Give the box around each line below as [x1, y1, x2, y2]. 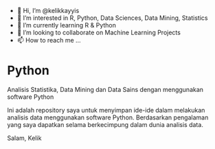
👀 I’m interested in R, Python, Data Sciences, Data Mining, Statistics [16, 14, 208, 22]
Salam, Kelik [7, 134, 42, 142]
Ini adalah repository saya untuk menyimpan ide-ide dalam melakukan [7, 106, 205, 114]
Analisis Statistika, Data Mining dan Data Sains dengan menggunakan [7, 85, 204, 93]
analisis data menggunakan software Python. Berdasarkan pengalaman [7, 113, 209, 122]
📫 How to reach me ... [16, 36, 81, 44]
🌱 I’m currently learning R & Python [16, 21, 117, 29]
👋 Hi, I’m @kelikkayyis [16, 7, 80, 14]
